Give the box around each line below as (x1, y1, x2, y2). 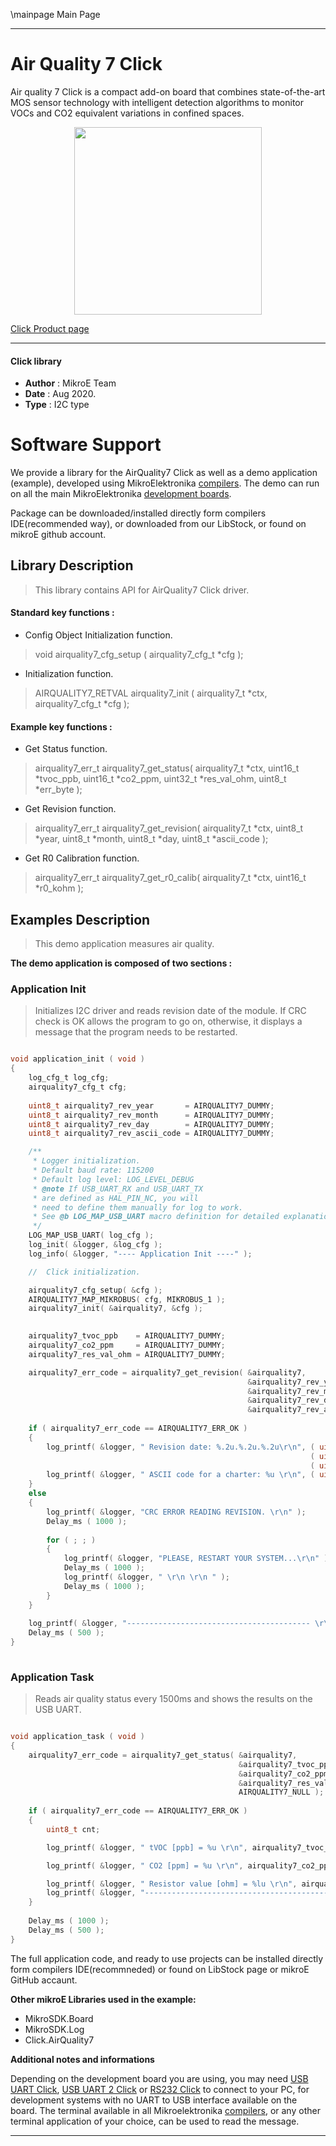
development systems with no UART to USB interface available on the (10, 2094, 298, 2106)
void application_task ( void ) (10, 1732, 145, 1742)
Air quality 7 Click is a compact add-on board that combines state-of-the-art (10, 85, 326, 98)
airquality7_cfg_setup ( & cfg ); (28, 1285, 163, 1295)
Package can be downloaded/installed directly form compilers (10, 507, 267, 519)
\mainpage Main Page (10, 9, 101, 20)
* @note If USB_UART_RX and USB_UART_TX (32, 1184, 203, 1194)
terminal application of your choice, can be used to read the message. (10, 2115, 300, 2127)
